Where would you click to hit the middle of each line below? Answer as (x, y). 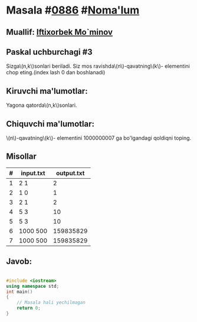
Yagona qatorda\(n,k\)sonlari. (42, 105)
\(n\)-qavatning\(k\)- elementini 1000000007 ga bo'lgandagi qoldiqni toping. (99, 138)
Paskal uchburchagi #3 (49, 52)
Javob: (19, 262)
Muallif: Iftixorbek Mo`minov (60, 32)
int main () (19, 292)
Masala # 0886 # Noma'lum (73, 10)
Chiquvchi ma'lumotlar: (50, 124)
